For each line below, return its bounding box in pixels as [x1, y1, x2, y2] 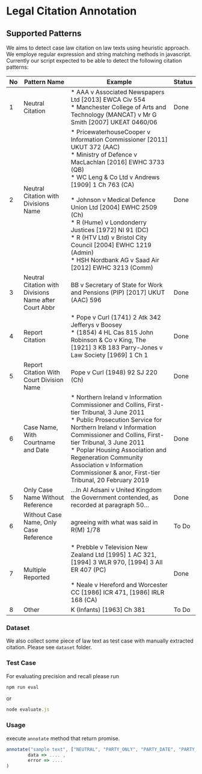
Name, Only [23, 518, 57, 526]
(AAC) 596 [70, 296, 102, 304]
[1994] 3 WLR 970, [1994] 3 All [70, 558, 163, 566]
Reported [23, 573, 50, 581]
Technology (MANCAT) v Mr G [70, 110, 158, 119]
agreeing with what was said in [70, 518, 158, 526]
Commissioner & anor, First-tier [70, 468, 161, 477]
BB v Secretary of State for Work [70, 281, 163, 289]
